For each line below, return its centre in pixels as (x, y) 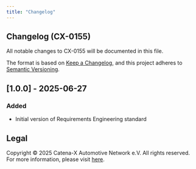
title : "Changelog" (31, 12)
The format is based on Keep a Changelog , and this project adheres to (94, 63)
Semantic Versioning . (33, 69)
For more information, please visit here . (56, 159)
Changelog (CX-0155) (49, 37)
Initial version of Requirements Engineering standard (81, 119)
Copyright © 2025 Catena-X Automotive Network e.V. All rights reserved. (98, 153)
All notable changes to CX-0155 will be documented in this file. (85, 51)
